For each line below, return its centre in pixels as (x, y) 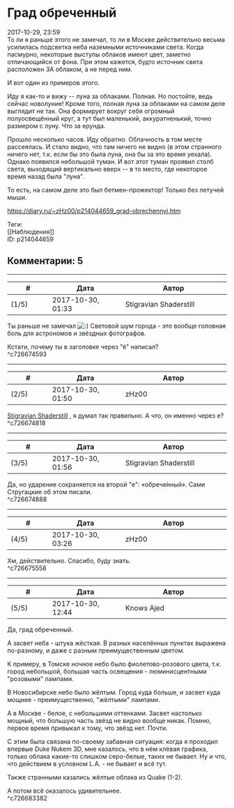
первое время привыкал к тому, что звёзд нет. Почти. (88, 728)
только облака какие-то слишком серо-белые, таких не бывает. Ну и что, (117, 756)
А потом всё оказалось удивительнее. (64, 791)
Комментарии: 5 (45, 261)
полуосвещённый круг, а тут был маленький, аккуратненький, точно (109, 118)
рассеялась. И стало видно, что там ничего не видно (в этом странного (115, 146)
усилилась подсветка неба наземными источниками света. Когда (106, 47)
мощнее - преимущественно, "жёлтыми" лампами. (84, 699)
